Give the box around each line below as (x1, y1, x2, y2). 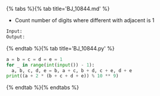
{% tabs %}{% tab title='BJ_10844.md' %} (6, 5, 110, 12)
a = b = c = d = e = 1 (6, 56, 63, 62)
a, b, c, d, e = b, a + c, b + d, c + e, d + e (11, 67, 133, 74)
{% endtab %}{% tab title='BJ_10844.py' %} (6, 44, 115, 52)
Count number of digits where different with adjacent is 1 (14, 17, 155, 23)
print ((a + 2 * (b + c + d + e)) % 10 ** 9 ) (6, 73, 119, 79)
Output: (6, 34, 26, 40)
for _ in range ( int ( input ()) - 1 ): (6, 62, 95, 68)
